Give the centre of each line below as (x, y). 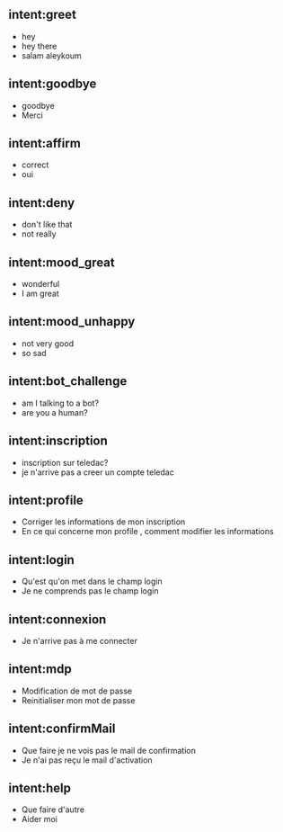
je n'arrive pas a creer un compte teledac (97, 472)
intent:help (40, 787)
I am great (40, 294)
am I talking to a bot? (60, 403)
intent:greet (43, 15)
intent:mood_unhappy (72, 322)
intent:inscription (58, 441)
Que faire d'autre (53, 810)
